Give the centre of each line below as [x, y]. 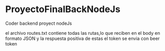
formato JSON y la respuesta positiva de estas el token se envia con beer [82, 38]
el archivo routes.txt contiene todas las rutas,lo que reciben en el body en [83, 33]
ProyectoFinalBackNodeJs [63, 9]
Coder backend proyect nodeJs [39, 23]
